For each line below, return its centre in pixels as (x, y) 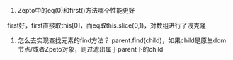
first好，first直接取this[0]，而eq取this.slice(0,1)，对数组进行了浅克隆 (107, 25)
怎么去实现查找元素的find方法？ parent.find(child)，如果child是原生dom (122, 40)
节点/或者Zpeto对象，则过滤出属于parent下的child (90, 49)
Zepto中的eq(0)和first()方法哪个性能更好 (76, 10)
